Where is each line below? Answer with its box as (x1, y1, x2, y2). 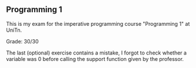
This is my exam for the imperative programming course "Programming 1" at (6, 20, 190, 27)
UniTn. (6, 26, 22, 33)
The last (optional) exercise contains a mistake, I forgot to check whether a (6, 49, 187, 56)
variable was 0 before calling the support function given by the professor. (6, 55, 184, 62)
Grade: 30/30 (6, 38, 39, 45)
